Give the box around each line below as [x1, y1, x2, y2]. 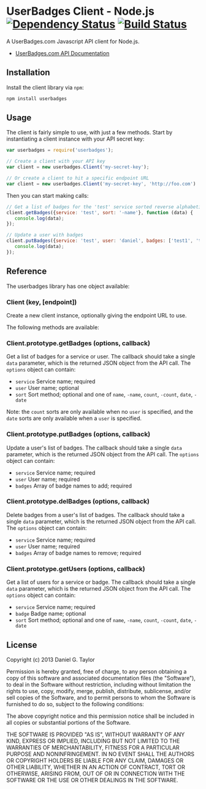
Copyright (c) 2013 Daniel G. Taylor [6, 656, 95, 663]
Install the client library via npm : [6, 84, 84, 91]
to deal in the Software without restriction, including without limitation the [6, 680, 191, 688]
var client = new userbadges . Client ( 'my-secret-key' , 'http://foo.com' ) [6, 181, 196, 187]
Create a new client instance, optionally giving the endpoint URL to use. [6, 311, 187, 319]
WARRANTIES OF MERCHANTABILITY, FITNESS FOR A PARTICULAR [6, 744, 180, 751]
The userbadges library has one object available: [6, 282, 130, 290]
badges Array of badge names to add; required [15, 482, 132, 489]
